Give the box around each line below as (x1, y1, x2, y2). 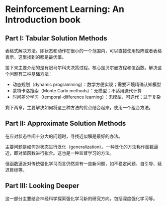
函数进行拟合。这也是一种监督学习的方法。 (26, 150, 114, 156)
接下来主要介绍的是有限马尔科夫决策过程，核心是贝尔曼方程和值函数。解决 (5, 65, 158, 70)
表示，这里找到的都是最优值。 (5, 54, 66, 60)
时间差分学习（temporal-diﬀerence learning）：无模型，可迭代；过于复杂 (12, 94, 161, 100)
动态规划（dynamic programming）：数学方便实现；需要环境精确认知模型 (12, 81, 162, 87)
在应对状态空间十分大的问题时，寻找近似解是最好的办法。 (5, 133, 123, 139)
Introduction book (5, 14, 81, 25)
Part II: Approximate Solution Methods (5, 119, 126, 128)
